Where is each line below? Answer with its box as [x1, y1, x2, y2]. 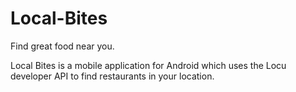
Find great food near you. [10, 40, 115, 52]
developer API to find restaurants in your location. [10, 70, 215, 82]
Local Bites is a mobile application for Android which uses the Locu [10, 59, 287, 71]
